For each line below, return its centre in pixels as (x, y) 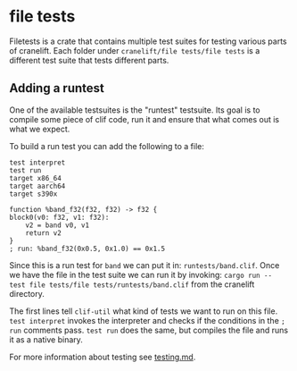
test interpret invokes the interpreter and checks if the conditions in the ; (147, 320)
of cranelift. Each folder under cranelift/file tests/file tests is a (135, 50)
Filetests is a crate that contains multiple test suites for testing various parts (148, 41)
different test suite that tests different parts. (89, 60)
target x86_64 (36, 178)
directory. (27, 293)
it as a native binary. (46, 339)
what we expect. (40, 129)
